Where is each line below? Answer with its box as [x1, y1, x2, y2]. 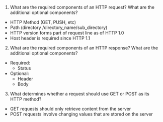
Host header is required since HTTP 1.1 [10, 35, 91, 41]
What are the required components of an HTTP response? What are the [10, 45, 158, 50]
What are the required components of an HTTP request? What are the [10, 4, 155, 10]
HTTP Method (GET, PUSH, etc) [10, 19, 76, 25]
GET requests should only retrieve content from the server [10, 106, 131, 111]
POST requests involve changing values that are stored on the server [10, 111, 153, 117]
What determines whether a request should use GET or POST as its [10, 91, 149, 96]
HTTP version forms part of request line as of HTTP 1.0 [10, 30, 124, 35]
